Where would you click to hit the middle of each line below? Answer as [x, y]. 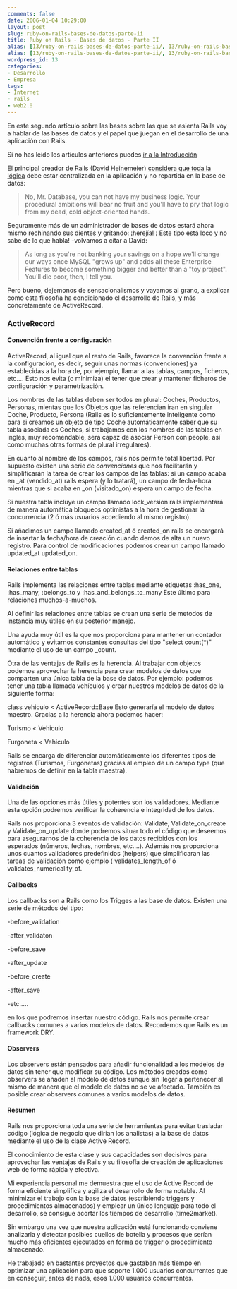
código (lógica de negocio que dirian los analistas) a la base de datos [108, 1134]
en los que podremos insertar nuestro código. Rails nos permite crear [108, 1017]
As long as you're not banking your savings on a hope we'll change [122, 254]
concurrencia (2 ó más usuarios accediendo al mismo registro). [99, 517]
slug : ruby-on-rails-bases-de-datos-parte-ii [75, 34]
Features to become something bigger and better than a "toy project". [126, 269]
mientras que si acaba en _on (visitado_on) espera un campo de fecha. [110, 488]
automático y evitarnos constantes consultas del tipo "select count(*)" [110, 642]
